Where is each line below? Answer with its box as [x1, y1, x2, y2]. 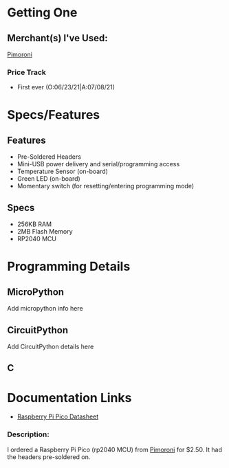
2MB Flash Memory [17, 227, 74, 236]
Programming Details [7, 259, 131, 274]
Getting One [7, 5, 78, 21]
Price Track [7, 67, 47, 77]
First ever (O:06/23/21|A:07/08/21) [17, 83, 116, 91]
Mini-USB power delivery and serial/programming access [17, 160, 180, 168]
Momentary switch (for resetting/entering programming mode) [17, 182, 195, 190]
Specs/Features [7, 107, 100, 123]
